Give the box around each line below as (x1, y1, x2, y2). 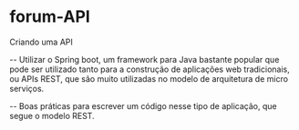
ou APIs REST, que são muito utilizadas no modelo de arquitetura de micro (9, 73, 289, 84)
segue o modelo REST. (9, 110, 95, 121)
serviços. (9, 83, 45, 94)
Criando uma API (9, 36, 73, 47)
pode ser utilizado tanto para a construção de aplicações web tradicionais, (9, 64, 290, 75)
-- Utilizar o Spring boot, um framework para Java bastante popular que (9, 54, 280, 65)
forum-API (9, 6, 91, 27)
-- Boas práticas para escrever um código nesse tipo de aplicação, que (9, 100, 277, 111)
